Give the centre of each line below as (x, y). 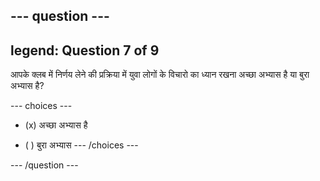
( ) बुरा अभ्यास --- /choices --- (81, 145)
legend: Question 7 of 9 (85, 50)
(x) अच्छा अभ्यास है (56, 125)
